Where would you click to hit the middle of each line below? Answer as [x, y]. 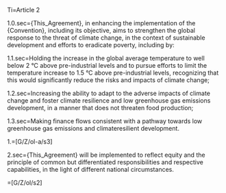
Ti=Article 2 [24, 10]
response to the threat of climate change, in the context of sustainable [106, 38]
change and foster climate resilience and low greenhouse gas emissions [109, 101]
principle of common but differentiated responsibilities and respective [105, 162]
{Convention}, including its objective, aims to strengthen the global [101, 30]
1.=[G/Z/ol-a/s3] [30, 142]
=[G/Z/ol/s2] [25, 183]
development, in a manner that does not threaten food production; [100, 108]
